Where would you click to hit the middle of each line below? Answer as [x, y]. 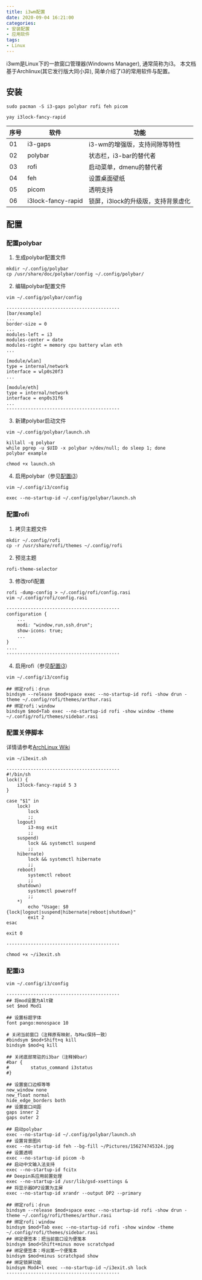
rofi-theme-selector [32, 569]
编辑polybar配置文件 [40, 286]
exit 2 [36, 917]
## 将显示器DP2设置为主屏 [35, 1188]
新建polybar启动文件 [40, 421]
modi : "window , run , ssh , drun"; [55, 625]
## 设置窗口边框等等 [28, 1085]
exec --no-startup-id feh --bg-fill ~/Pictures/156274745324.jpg [90, 1147]
